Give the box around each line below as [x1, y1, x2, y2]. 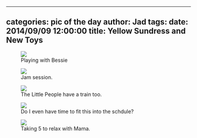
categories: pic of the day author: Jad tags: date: [6, 17, 189, 27]
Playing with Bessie [21, 56, 68, 63]
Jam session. [21, 73, 53, 80]
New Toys [6, 36, 43, 45]
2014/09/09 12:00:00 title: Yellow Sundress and [6, 26, 186, 36]
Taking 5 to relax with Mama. [21, 125, 91, 132]
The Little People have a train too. [21, 91, 102, 98]
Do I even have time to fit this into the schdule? [21, 108, 134, 115]
